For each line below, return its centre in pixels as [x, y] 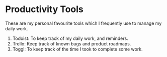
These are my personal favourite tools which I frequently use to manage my [83, 23]
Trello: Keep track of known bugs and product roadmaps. [72, 43]
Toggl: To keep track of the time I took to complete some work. [77, 49]
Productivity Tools [45, 9]
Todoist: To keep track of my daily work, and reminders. [70, 38]
